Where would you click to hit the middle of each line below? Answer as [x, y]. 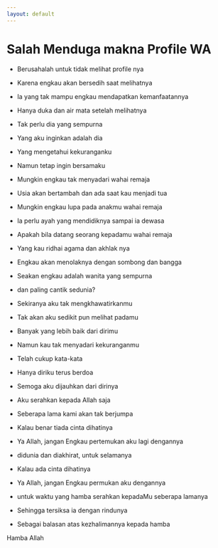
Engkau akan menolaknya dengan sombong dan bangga [99, 262]
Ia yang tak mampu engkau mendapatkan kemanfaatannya [103, 96]
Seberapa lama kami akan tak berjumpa [75, 413]
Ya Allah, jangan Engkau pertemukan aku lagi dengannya [100, 441]
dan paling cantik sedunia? [56, 290]
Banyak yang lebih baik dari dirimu [67, 331]
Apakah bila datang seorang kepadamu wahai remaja [94, 234]
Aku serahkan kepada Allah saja [64, 400]
